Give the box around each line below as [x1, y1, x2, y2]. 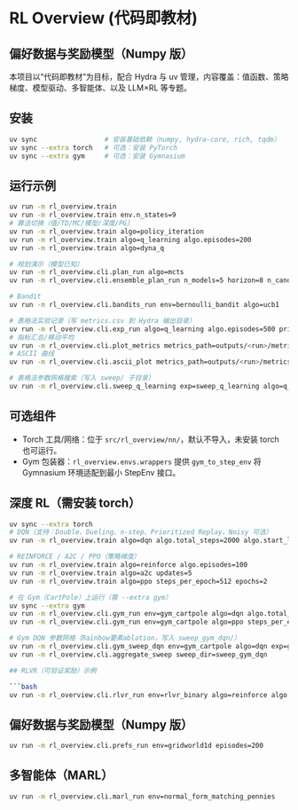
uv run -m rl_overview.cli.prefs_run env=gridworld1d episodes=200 [9, 742, 264, 751]
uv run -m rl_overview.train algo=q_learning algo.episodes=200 [9, 235, 252, 244]
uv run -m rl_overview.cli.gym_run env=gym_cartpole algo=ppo [9, 617, 244, 626]
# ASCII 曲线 [9, 350, 55, 358]
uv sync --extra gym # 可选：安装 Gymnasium [9, 152, 186, 161]
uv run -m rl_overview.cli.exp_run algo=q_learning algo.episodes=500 [9, 325, 276, 334]
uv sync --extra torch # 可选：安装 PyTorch [9, 143, 177, 152]
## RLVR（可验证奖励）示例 [9, 666, 98, 675]
